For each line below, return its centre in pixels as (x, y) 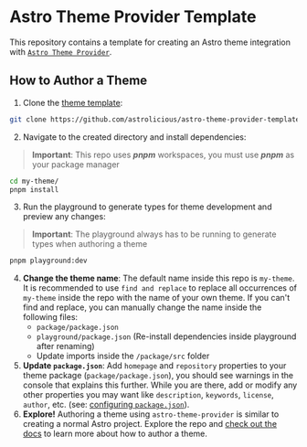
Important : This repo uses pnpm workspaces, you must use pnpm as (163, 154)
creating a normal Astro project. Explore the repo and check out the (149, 424)
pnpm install (34, 189)
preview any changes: (64, 217)
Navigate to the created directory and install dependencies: (134, 137)
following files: (50, 317)
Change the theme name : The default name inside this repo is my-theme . (159, 278)
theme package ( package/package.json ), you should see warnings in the (158, 376)
